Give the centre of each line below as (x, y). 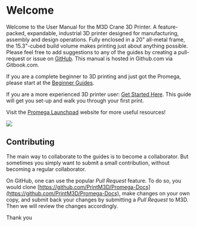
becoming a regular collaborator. (46, 169)
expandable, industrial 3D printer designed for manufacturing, (103, 33)
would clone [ (23, 187)
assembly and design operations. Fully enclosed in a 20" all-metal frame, (96, 39)
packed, (16, 33)
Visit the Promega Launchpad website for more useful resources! (86, 112)
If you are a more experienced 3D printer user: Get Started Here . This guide (99, 94)
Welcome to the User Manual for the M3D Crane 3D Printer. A (82, 27)
